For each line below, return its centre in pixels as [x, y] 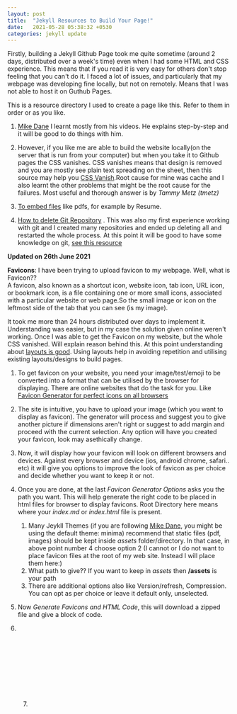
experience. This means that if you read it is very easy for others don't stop [117, 69]
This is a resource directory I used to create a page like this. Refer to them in [118, 105]
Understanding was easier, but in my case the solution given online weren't [117, 329]
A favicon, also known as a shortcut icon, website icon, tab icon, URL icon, [116, 285]
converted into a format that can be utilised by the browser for [108, 380]
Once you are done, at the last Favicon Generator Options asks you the [121, 489]
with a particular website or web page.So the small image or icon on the [112, 300]
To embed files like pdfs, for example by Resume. [89, 207]
